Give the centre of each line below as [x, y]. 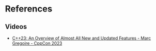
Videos [16, 27]
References [29, 9]
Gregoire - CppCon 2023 [37, 43]
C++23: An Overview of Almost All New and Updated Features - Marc [81, 38]
